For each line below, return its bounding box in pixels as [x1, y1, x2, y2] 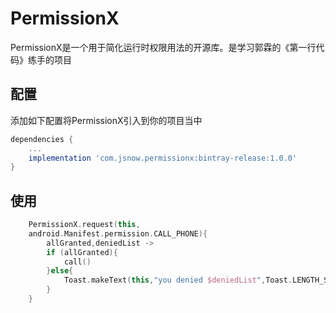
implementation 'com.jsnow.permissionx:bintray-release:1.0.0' [28, 153, 298, 163]
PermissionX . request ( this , [28, 220, 141, 230]
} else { [46, 266, 74, 276]
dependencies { [10, 134, 74, 144]
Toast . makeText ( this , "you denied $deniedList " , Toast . [63, 275, 293, 286]
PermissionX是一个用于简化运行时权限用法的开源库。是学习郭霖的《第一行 [10, 41, 317, 53]
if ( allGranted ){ [46, 247, 118, 257]
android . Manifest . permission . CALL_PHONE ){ [28, 228, 208, 239]
